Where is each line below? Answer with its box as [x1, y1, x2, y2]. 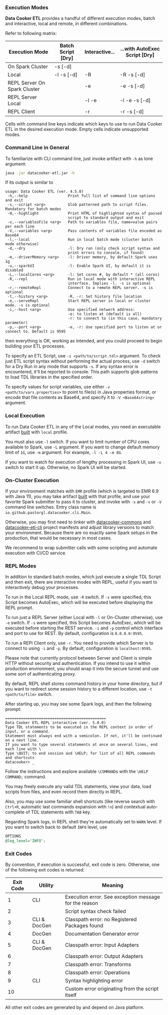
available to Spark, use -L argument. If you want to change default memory [5, 444, 160, 450]
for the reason [64, 899, 98, 906]
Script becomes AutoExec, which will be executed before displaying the [5, 599, 153, 605]
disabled [5, 268, 23, 273]
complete [5, 809, 25, 815]
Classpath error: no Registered [64, 916, 137, 923]
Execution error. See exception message [64, 893, 160, 900]
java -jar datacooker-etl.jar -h [5, 170, 75, 175]
